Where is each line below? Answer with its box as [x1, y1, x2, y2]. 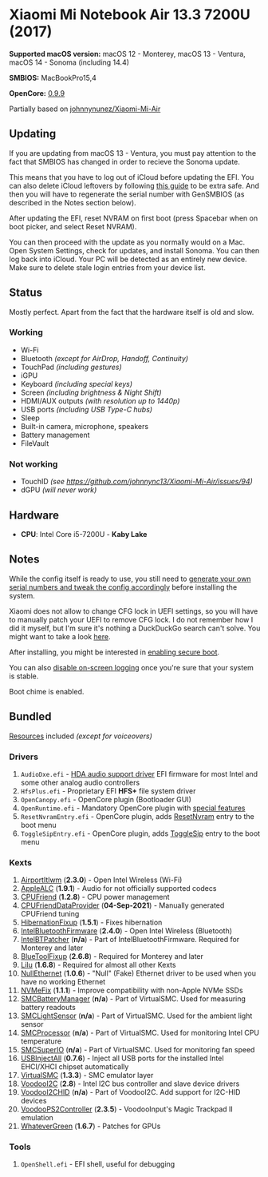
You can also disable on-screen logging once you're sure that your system [9, 662, 254, 672]
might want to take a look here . [9, 631, 111, 641]
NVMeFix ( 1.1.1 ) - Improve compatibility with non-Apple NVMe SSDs [20, 985, 243, 996]
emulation [20, 1113, 54, 1123]
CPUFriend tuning [20, 909, 80, 919]
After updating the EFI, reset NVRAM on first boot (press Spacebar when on [9, 213, 258, 223]
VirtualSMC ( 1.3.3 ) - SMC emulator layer [20, 1071, 154, 1080]
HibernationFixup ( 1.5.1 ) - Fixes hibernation [20, 917, 163, 928]
